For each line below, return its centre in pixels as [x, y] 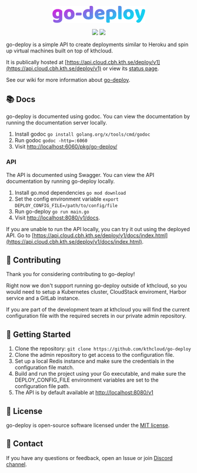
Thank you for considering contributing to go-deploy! [71, 274]
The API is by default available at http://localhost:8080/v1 [84, 393]
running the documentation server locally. [57, 123]
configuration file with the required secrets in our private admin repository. [96, 316]
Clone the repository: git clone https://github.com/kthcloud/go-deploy [103, 349]
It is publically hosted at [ [36, 63]
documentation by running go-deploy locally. [61, 181]
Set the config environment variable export [66, 199]
